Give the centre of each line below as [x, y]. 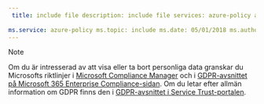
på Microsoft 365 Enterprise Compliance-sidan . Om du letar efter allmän [125, 84]
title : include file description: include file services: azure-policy [131, 15]
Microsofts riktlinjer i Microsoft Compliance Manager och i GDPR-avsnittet [128, 76]
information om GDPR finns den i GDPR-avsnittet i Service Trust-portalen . [127, 92]
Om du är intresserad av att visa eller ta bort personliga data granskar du [126, 67]
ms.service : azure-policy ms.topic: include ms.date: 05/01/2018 [117, 30]
